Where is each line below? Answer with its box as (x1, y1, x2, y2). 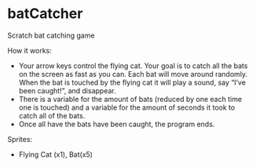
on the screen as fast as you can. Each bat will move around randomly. (18, 69, 248, 78)
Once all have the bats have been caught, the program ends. (18, 119, 215, 129)
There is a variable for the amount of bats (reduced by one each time (18, 94, 243, 103)
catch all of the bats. (18, 111, 86, 120)
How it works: (7, 45, 53, 55)
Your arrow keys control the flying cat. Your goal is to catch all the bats (18, 60, 248, 71)
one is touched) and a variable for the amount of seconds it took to (18, 103, 236, 112)
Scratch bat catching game (7, 31, 95, 40)
